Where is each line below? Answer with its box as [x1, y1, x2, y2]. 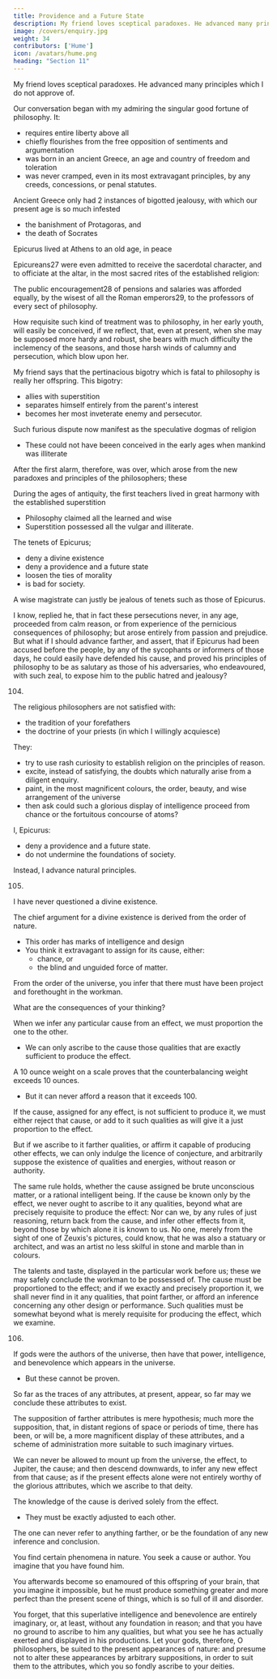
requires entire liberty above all [24, 127, 129, 138]
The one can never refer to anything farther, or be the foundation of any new [13, 1527, 269, 1537]
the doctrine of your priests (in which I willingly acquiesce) [24, 726, 221, 736]
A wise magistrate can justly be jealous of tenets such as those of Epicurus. [13, 594, 266, 604]
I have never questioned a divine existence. [13, 897, 158, 906]
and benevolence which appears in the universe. [13, 1357, 176, 1367]
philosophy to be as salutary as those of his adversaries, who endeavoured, [13, 662, 266, 671]
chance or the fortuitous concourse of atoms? [24, 809, 179, 819]
